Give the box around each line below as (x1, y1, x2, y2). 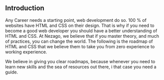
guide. (5, 69, 18, 75)
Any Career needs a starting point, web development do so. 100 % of (5, 17, 147, 23)
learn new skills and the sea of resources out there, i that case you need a (5, 64, 157, 70)
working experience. (5, 49, 47, 55)
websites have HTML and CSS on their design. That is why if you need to (5, 22, 155, 28)
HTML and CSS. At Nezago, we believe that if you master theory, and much (5, 33, 159, 39)
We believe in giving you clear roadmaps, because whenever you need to (5, 58, 156, 64)
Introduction (5, 4, 45, 12)
